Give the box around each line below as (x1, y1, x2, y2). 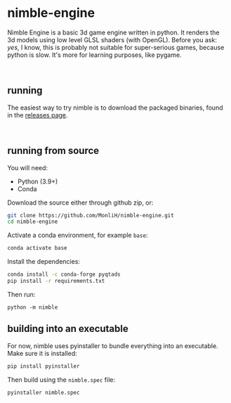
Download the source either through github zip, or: (7, 198, 154, 207)
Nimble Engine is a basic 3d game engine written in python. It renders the (7, 28, 220, 37)
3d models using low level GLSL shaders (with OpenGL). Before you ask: (7, 35, 218, 44)
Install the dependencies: (7, 257, 81, 266)
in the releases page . (7, 110, 68, 119)
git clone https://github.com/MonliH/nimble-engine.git (7, 212, 174, 219)
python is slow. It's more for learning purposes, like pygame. (7, 51, 182, 59)
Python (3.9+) (17, 177, 58, 186)
